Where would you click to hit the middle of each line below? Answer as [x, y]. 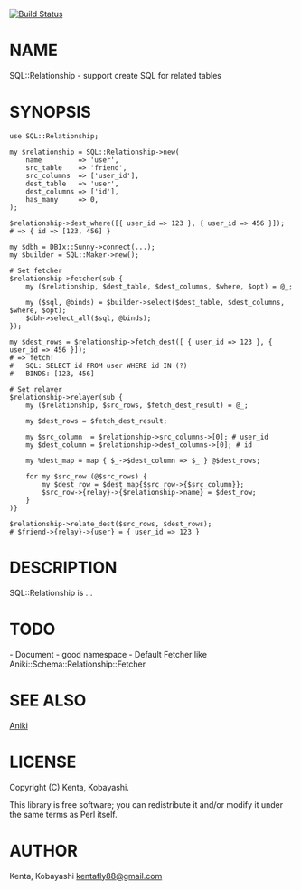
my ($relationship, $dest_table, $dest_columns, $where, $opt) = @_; [160, 286]
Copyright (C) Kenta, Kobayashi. [69, 787]
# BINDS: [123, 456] [52, 374]
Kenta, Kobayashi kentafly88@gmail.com [86, 876]
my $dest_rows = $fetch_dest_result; [97, 421]
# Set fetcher [36, 270]
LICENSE [43, 762]
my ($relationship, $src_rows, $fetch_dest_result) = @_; [137, 405]
